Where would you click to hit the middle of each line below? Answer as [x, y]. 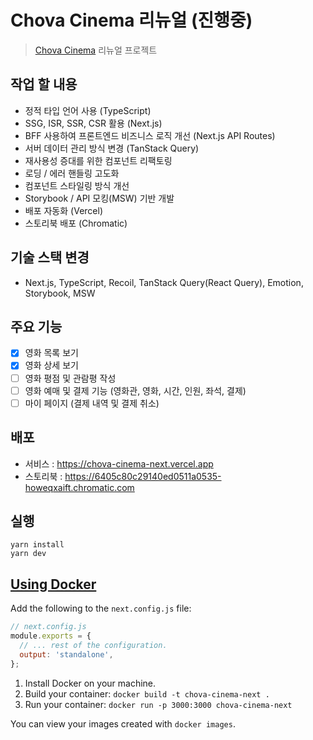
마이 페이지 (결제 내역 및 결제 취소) [92, 403]
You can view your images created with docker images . [123, 723]
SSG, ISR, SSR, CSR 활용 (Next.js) [93, 123]
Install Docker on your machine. [90, 683]
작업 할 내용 [44, 84]
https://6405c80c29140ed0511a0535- [143, 476]
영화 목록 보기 [51, 353]
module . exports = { [51, 636]
